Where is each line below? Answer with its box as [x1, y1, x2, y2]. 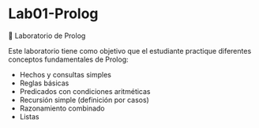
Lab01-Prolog [8, 5, 99, 23]
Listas [19, 111, 39, 121]
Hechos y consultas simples [19, 70, 112, 79]
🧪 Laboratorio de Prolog [8, 31, 86, 40]
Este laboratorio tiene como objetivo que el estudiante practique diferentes [8, 46, 252, 55]
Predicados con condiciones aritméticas [19, 86, 151, 96]
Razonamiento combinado [19, 104, 105, 113]
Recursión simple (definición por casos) [19, 95, 150, 104]
